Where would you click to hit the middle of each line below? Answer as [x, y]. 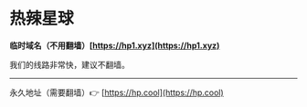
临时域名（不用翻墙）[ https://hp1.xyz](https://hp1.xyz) [115, 45]
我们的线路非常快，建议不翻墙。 [69, 64]
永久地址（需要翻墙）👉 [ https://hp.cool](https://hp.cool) [116, 92]
